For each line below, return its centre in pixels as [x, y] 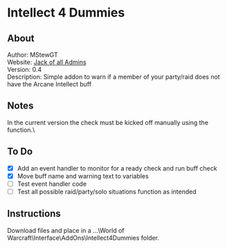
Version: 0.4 [25, 69]
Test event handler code [52, 184]
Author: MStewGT [33, 55]
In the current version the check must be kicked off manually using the [108, 122]
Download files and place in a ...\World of [66, 230]
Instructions [34, 214]
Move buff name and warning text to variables [83, 176]
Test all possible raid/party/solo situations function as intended [107, 191]
